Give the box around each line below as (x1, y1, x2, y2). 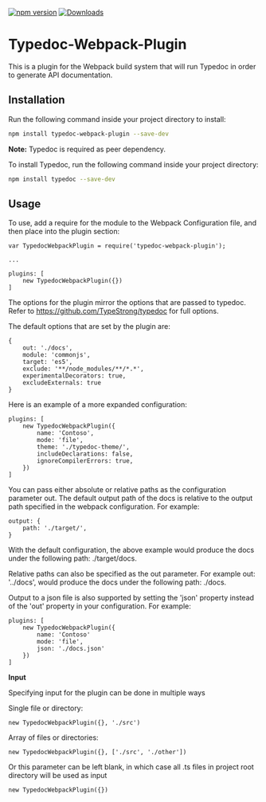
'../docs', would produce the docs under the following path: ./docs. (8, 577, 227, 587)
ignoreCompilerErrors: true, (37, 457, 134, 465)
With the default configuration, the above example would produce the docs (8, 546, 255, 555)
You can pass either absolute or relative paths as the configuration (8, 485, 227, 495)
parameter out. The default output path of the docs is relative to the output (8, 494, 253, 503)
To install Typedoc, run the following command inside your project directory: (8, 159, 259, 169)
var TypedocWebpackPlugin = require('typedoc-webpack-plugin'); (8, 242, 226, 250)
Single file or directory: (8, 703, 84, 713)
